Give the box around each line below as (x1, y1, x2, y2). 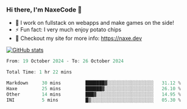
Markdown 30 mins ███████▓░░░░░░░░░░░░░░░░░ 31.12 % (6, 80, 182, 87)
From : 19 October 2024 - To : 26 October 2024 (6, 58, 124, 64)
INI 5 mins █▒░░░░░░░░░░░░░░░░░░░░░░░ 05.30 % (6, 97, 182, 103)
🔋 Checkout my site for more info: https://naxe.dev (15, 35, 142, 42)
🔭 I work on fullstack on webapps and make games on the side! (15, 19, 175, 27)
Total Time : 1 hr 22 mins (6, 69, 72, 75)
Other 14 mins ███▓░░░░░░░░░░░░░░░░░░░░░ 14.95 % (6, 91, 182, 97)
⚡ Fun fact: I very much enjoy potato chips (15, 26, 122, 33)
